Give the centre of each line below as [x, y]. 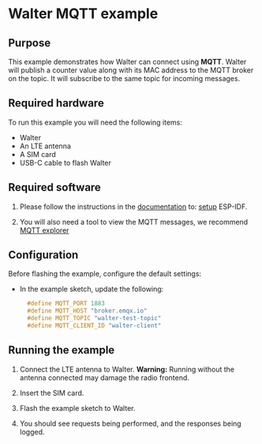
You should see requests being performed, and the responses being [131, 423]
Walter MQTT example [83, 14]
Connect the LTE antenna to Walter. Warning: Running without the [127, 369]
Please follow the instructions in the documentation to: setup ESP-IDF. [133, 207]
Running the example [62, 351]
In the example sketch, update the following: [92, 289]
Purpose [30, 43]
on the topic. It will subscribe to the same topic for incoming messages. [124, 78]
